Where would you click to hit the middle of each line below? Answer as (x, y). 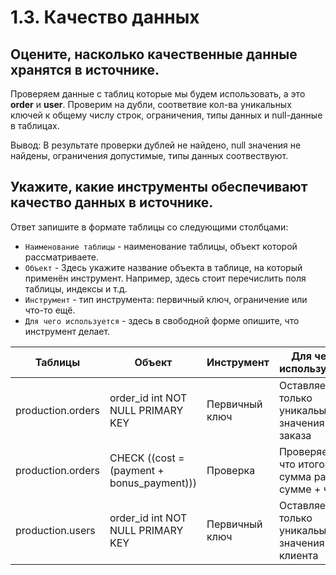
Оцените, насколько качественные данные (154, 54)
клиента (298, 555)
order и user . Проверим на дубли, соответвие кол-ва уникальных (151, 104)
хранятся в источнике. (85, 69)
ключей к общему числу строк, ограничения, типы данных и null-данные (166, 115)
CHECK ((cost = (147, 458)
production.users (55, 530)
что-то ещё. (50, 310)
